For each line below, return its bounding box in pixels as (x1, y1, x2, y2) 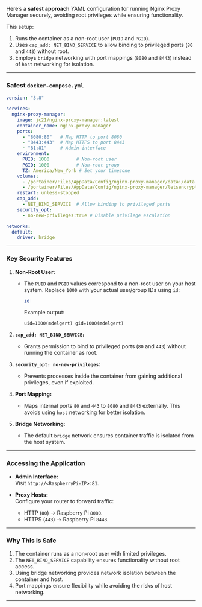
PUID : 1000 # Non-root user (22, 156, 117, 162)
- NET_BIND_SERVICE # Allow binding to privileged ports (22, 202, 171, 208)
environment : (17, 151, 50, 157)
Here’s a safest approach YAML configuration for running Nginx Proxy (6, 5, 180, 12)
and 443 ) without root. (14, 48, 69, 55)
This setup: (6, 24, 34, 30)
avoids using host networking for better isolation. (23, 408, 145, 416)
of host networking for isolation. (14, 60, 94, 68)
